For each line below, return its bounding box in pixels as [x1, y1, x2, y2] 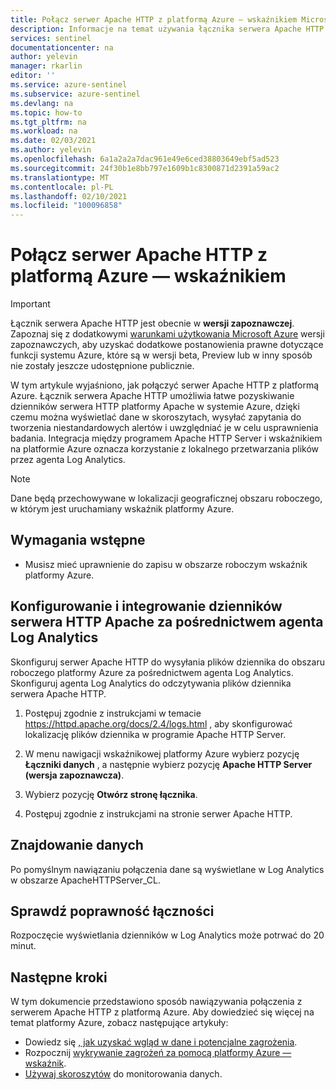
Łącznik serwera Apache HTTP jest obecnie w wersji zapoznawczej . [10, 317, 295, 330]
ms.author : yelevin [10, 145, 92, 155]
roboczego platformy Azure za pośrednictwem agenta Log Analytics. [10, 666, 294, 678]
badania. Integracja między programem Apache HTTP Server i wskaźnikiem [10, 432, 323, 445]
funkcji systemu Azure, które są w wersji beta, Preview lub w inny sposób [10, 349, 313, 361]
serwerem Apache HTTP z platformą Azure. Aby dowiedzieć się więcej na [10, 1006, 315, 1018]
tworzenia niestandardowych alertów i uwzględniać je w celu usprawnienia [10, 422, 319, 434]
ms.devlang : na [10, 98, 74, 108]
